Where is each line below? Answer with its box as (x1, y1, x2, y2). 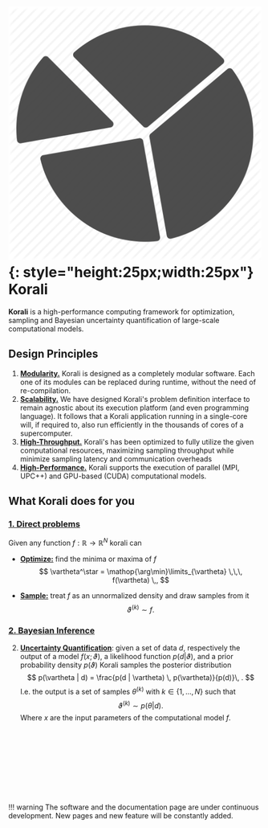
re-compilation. (19, 385, 71, 396)
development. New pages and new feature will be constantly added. (8, 811, 234, 821)
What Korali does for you (8, 494, 135, 508)
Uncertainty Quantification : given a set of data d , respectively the (19, 643, 241, 653)
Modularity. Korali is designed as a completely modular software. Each (19, 368, 255, 378)
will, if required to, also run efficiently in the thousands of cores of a (19, 420, 244, 429)
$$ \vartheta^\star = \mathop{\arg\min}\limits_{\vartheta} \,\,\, (39, 567, 243, 576)
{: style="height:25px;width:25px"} (8, 264, 254, 281)
